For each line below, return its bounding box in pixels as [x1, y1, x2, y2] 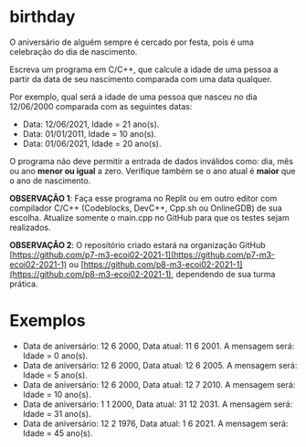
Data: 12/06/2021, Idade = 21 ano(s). [22, 119, 160, 130]
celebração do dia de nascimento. [9, 46, 138, 57]
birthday [9, 6, 76, 27]
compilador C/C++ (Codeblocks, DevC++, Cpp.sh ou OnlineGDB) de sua [9, 203, 283, 213]
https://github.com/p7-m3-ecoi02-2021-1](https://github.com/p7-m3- [12, 249, 276, 260]
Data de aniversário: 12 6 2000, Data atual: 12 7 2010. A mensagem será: [22, 379, 296, 390]
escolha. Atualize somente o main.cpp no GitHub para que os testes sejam [9, 212, 290, 223]
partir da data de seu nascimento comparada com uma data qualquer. [9, 73, 272, 84]
